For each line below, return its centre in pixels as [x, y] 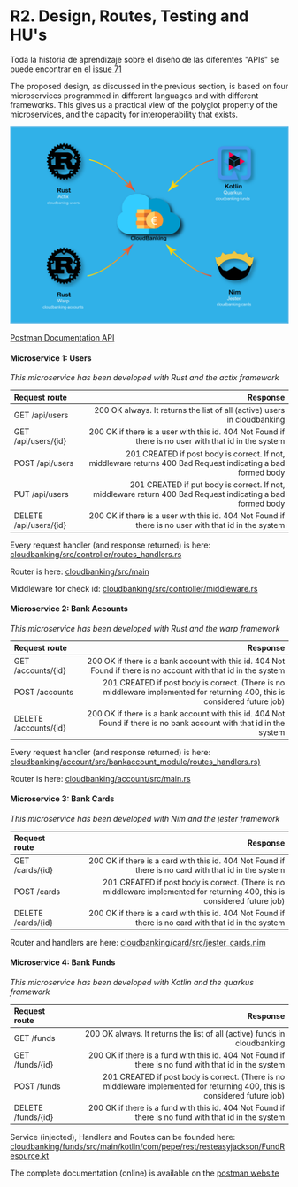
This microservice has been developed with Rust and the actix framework [145, 378]
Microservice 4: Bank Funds [63, 962]
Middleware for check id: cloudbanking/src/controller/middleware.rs [134, 588]
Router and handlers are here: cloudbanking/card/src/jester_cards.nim [138, 942]
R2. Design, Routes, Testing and [130, 16]
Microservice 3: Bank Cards [62, 799]
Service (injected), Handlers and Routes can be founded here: [123, 1137]
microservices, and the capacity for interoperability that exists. [124, 114]
